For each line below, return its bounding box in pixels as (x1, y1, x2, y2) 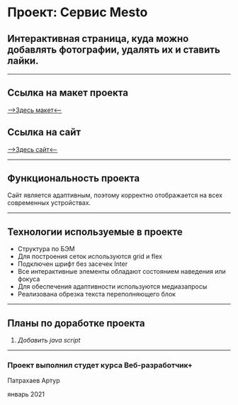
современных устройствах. (7, 199, 91, 207)
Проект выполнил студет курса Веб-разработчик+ (7, 360, 193, 370)
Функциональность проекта (7, 172, 140, 184)
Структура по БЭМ (17, 245, 76, 253)
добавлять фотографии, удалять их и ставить (7, 43, 221, 55)
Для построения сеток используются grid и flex (17, 253, 163, 261)
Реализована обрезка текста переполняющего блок (17, 290, 176, 299)
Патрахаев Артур (7, 377, 60, 385)
